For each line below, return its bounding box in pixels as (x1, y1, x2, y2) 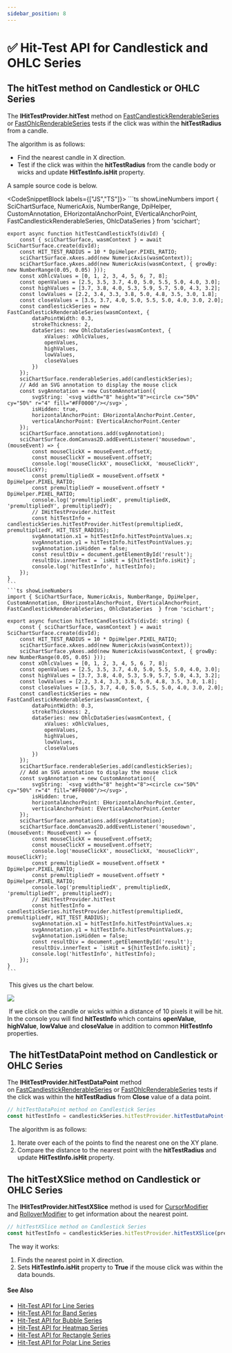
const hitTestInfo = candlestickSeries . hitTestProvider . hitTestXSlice (7, 1229, 215, 1237)
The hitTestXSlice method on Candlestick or (7, 1173, 201, 1185)
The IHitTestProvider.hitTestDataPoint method (7, 1078, 142, 1087)
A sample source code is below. (7, 181, 98, 190)
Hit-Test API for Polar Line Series (17, 1338, 110, 1346)
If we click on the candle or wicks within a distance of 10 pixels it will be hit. (8, 1007, 223, 1015)
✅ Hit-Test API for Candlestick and (7, 39, 209, 55)
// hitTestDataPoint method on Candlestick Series (7, 1106, 156, 1114)
